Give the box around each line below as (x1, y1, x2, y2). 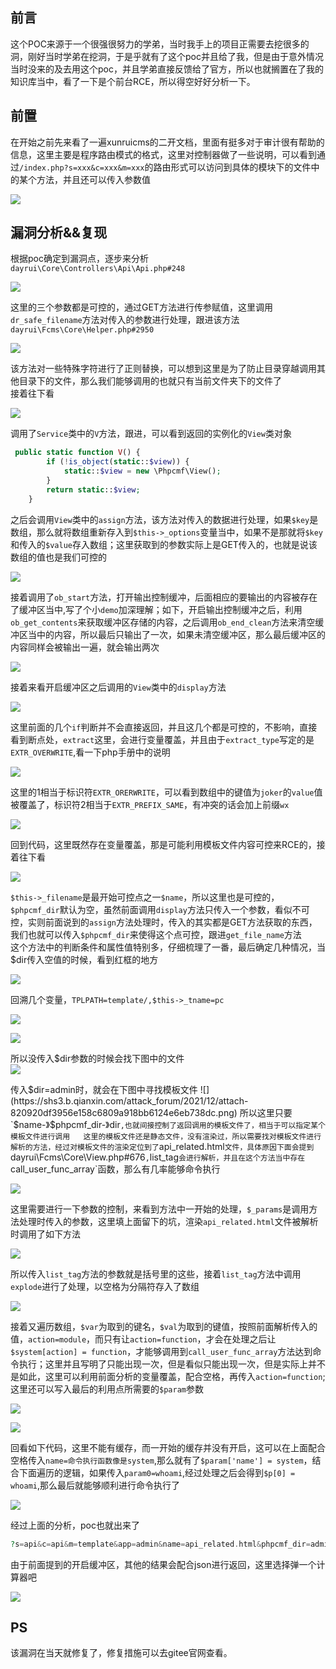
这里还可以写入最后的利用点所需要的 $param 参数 (10, 1383, 204, 1395)
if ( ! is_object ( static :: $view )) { (46, 457, 190, 467)
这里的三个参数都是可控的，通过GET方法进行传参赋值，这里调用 (10, 301, 273, 313)
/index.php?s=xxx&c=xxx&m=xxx (19, 163, 145, 173)
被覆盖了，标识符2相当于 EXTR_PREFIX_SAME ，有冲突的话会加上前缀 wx (10, 798, 290, 810)
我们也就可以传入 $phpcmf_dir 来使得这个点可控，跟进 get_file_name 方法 (10, 928, 302, 940)
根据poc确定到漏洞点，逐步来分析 (10, 253, 149, 265)
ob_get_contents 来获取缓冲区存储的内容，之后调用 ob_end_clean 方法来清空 (10, 616, 316, 628)
